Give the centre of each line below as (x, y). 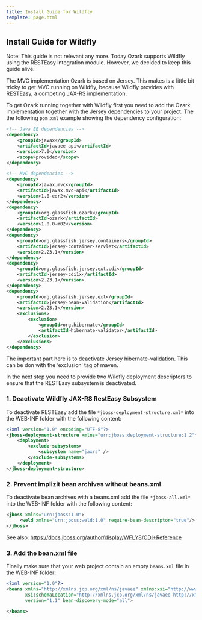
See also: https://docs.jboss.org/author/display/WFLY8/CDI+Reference (94, 537)
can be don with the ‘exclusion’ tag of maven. (62, 365)
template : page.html (32, 17)
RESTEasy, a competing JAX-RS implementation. (67, 93)
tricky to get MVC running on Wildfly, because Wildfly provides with (90, 87)
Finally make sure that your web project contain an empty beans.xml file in (98, 566)
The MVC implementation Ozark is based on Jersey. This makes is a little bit (100, 81)
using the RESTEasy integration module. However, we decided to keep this (99, 63)
